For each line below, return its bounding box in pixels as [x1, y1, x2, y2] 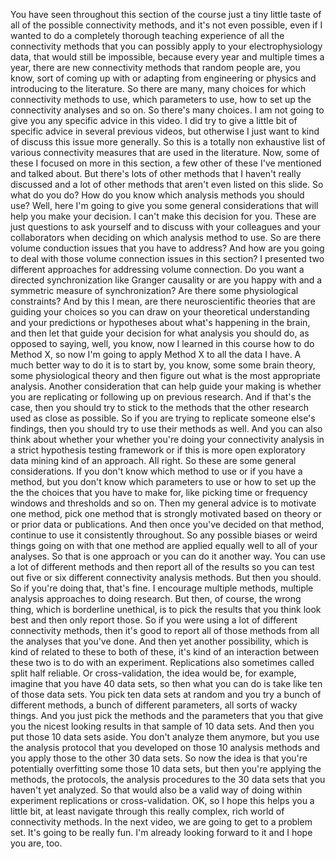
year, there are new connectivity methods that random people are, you [10, 62, 301, 73]
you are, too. [10, 837, 63, 849]
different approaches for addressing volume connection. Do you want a [10, 264, 305, 275]
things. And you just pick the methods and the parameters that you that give [10, 710, 324, 721]
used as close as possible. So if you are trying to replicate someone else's [10, 412, 316, 424]
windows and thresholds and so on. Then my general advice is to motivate [10, 497, 317, 509]
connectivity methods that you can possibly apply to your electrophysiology [10, 40, 323, 52]
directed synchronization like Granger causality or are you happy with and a [10, 274, 323, 286]
